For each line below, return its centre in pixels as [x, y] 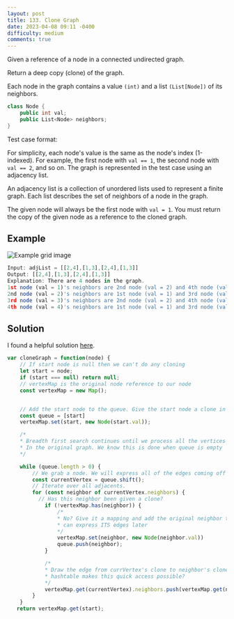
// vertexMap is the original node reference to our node [106, 384]
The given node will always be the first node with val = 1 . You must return [114, 209]
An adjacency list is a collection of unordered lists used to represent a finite [115, 188]
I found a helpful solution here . [51, 345]
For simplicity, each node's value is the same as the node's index [100, 152]
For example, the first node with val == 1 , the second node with [127, 160]
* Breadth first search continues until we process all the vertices [123, 441]
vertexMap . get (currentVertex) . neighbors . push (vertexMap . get [133, 589]
